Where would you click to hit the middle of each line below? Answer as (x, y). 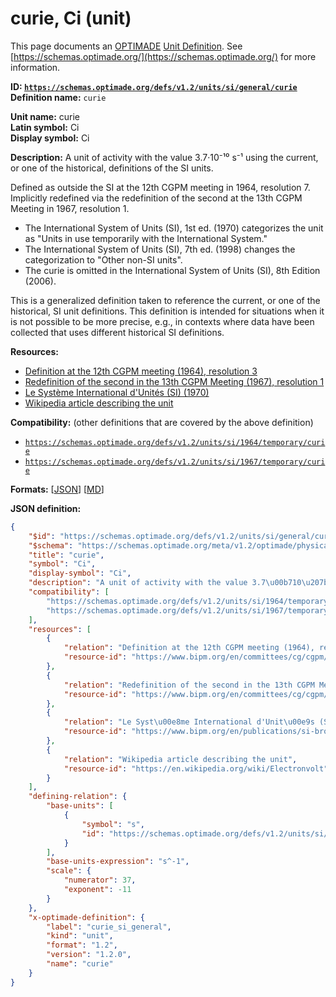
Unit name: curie (45, 116)
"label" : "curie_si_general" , (109, 927)
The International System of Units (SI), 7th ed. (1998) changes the (160, 249)
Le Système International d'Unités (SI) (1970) (117, 392)
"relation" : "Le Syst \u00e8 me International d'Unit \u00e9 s (189, 722)
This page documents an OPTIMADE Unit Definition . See (126, 46)
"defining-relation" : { (78, 797)
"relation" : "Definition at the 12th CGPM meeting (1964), (189, 648)
